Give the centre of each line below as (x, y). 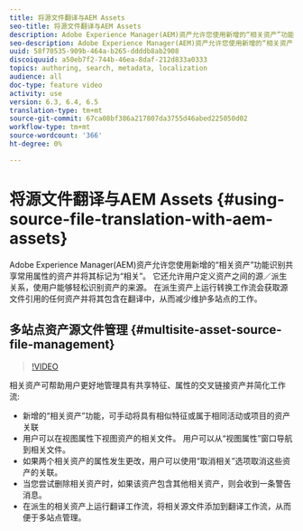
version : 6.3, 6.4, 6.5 (54, 102)
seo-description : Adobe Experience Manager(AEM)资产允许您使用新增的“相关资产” (153, 43)
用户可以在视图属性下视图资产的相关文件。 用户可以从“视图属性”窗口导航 (157, 438)
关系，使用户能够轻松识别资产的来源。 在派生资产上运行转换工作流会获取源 (149, 287)
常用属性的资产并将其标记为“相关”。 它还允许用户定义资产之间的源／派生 (152, 276)
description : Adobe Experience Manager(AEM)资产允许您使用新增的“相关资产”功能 (152, 34)
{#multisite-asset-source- (206, 330)
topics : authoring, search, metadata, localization (108, 69)
